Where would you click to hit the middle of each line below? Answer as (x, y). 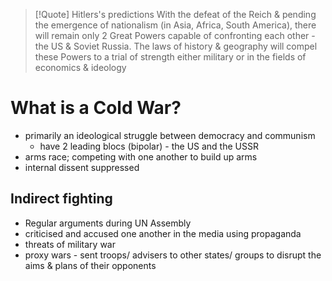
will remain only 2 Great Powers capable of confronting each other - (175, 35)
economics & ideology (80, 67)
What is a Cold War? (96, 108)
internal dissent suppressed (82, 167)
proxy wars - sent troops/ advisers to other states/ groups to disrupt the (173, 255)
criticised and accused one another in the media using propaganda (163, 233)
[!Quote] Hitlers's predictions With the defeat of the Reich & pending (175, 14)
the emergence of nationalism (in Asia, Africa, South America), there (175, 25)
